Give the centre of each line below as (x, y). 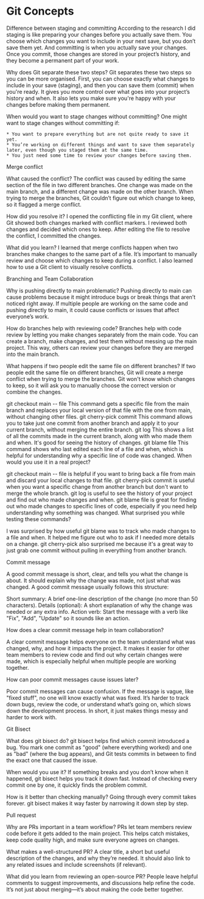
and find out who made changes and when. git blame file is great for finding (101, 499)
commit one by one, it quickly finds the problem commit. (77, 785)
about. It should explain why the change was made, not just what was (93, 580)
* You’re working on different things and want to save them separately (100, 144)
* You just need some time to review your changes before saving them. (99, 155)
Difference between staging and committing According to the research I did (101, 28)
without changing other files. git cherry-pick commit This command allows (100, 416)
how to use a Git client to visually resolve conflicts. (70, 267)
